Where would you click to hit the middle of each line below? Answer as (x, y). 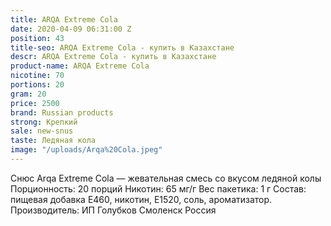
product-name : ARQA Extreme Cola (80, 66)
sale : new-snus (42, 131)
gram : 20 (28, 94)
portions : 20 (37, 85)
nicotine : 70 (37, 76)
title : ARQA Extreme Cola (64, 19)
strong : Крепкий (44, 122)
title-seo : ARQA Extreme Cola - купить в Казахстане (122, 47)
